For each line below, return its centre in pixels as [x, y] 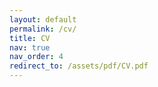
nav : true [30, 47]
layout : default [43, 19]
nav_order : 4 [36, 57]
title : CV [30, 38]
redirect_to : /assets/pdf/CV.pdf [79, 66]
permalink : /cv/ [43, 29]
